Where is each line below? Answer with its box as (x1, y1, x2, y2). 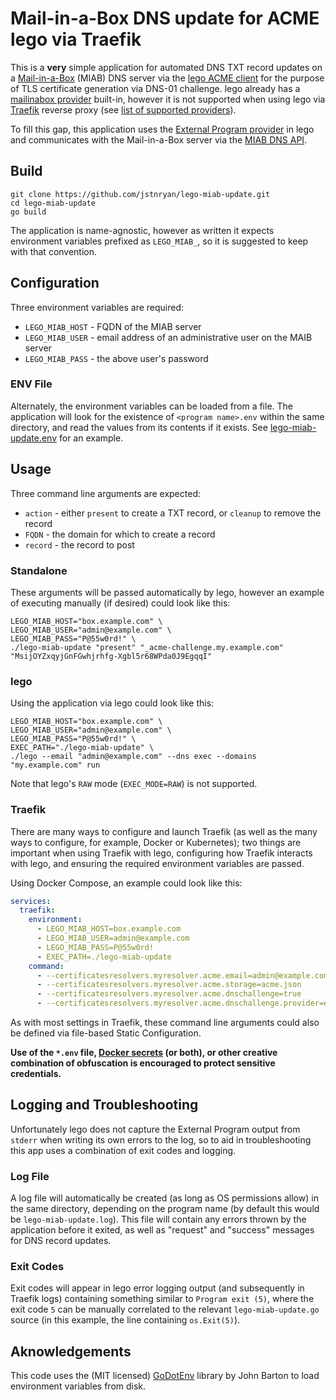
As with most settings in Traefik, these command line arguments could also (10, 1017, 320, 1029)
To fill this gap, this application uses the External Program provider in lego (10, 123, 315, 135)
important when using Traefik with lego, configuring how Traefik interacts (10, 847, 313, 859)
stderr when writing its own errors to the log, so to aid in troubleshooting (10, 1133, 312, 1146)
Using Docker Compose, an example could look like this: (10, 877, 243, 889)
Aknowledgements (10, 1343, 132, 1360)
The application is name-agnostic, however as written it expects (10, 224, 275, 236)
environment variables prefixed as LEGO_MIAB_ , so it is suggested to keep (10, 235, 309, 247)
